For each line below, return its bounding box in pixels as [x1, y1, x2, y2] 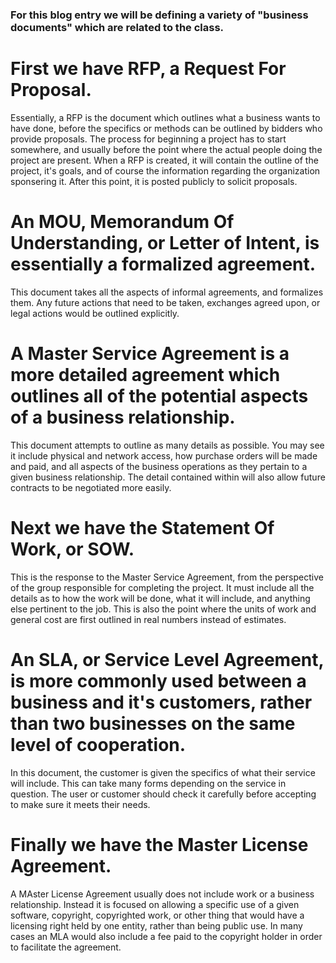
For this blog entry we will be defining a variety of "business [10, 8, 309, 22]
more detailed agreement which [10, 363, 281, 386]
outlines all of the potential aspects [10, 384, 309, 407]
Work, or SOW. [10, 538, 135, 560]
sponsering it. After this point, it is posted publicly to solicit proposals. [10, 175, 298, 187]
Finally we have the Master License [10, 833, 309, 856]
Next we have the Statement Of [10, 516, 275, 539]
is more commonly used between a [10, 669, 307, 692]
